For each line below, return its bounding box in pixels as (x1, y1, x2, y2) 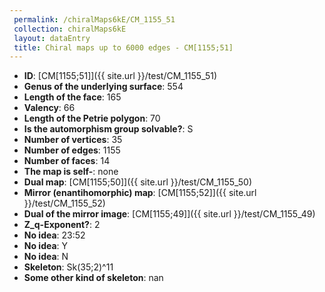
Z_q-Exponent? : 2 (23, 219, 101, 231)
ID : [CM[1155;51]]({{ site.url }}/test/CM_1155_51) (23, 70, 218, 82)
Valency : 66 (23, 102, 76, 114)
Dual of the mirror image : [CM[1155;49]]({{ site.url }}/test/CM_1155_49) (23, 208, 316, 220)
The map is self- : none (23, 166, 119, 178)
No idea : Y (23, 240, 69, 252)
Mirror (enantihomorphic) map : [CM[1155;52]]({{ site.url (23, 187, 257, 199)
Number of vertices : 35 (23, 134, 123, 146)
